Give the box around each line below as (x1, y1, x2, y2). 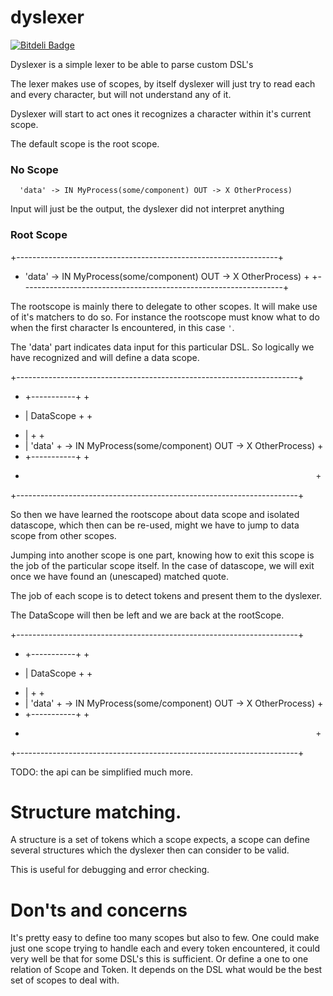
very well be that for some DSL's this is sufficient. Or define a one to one (10, 953, 309, 965)
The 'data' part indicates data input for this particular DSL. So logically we (10, 341, 315, 353)
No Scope (10, 162, 59, 176)
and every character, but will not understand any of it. (10, 88, 232, 100)
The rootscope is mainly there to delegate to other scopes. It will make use (10, 300, 318, 312)
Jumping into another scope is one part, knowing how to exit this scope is (10, 549, 315, 561)
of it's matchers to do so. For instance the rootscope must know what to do (10, 311, 320, 323)
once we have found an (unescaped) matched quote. (10, 570, 229, 582)
